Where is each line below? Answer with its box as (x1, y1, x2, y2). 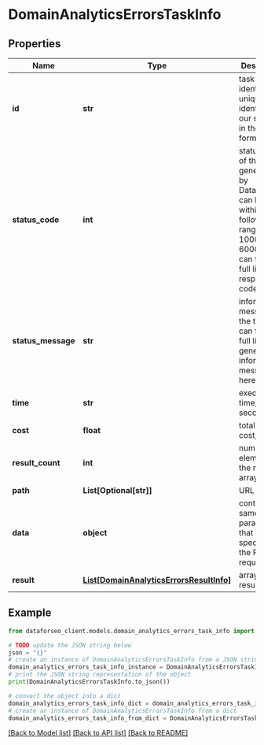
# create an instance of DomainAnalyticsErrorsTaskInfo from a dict (8, 706, 237, 714)
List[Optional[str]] (82, 485, 152, 495)
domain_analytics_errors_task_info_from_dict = (8, 714, 167, 722)
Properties (8, 37, 61, 50)
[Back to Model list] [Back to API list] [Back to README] (8, 728, 189, 738)
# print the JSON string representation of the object (8, 671, 192, 679)
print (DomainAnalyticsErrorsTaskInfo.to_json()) (8, 678, 170, 686)
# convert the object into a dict (8, 691, 122, 700)
